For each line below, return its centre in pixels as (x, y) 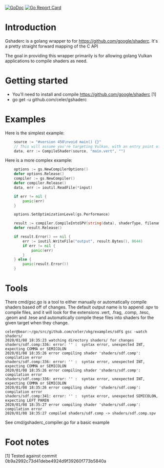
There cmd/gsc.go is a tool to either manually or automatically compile (76, 302)
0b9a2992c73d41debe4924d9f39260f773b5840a (56, 461)
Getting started (37, 81)
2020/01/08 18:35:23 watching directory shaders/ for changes (70, 340)
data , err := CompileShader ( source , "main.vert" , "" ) (70, 151)
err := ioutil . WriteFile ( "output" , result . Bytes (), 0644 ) (83, 241)
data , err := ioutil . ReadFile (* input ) (53, 187)
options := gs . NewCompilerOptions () (51, 169)
